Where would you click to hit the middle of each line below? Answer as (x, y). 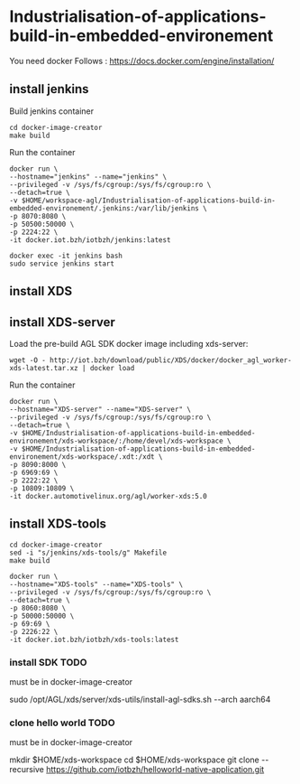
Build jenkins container (52, 111)
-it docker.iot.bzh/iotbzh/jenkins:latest (90, 240)
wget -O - (28, 360)
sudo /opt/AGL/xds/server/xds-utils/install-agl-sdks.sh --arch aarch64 (140, 700)
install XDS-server (62, 322)
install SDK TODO (48, 662)
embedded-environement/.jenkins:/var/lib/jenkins (105, 208)
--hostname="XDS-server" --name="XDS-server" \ (100, 409)
